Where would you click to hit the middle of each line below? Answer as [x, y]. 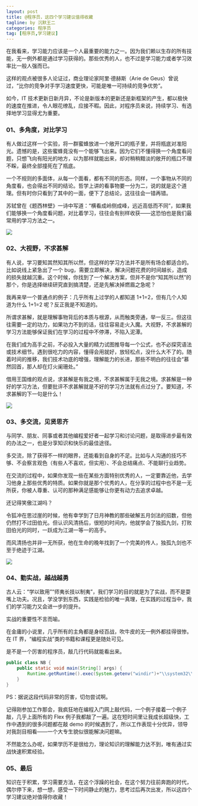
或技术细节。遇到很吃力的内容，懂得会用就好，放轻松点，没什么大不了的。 [96, 351]
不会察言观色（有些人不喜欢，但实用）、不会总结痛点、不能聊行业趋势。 [103, 463]
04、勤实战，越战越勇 [37, 577]
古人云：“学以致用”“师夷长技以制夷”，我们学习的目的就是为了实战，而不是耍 [98, 592]
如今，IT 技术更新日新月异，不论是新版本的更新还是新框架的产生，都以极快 [97, 99]
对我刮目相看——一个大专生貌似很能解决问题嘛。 [65, 731]
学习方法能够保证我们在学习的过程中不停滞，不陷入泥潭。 [76, 332]
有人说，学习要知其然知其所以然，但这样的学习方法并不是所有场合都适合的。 [99, 262]
